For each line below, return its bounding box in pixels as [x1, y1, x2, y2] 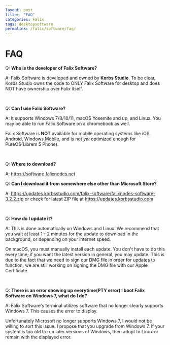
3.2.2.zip [5, 196, 24, 202]
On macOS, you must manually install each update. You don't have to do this [5, 246, 165, 252]
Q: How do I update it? [5, 215, 53, 222]
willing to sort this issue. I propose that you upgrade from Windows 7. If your [5, 323, 165, 329]
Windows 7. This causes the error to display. [5, 308, 98, 314]
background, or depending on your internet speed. [5, 236, 111, 242]
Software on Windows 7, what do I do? [5, 293, 87, 299]
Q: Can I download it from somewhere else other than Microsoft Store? [5, 181, 157, 187]
